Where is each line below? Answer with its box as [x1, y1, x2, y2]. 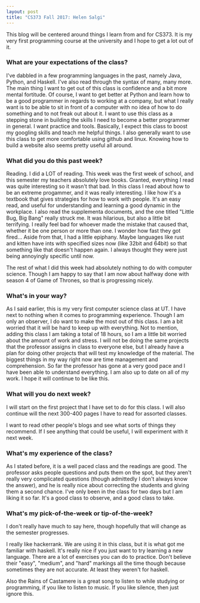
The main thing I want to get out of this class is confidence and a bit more [6, 84, 187, 91]
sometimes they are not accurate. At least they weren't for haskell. [6, 566, 170, 573]
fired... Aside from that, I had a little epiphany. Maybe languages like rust [6, 233, 184, 241]
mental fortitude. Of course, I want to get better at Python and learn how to [6, 91, 190, 98]
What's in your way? [6, 292, 67, 300]
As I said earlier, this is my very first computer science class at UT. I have [6, 305, 186, 312]
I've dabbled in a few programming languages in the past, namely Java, [6, 72, 182, 79]
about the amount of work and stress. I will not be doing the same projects [6, 337, 189, 344]
